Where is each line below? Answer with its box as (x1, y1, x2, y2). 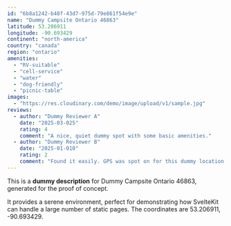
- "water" (13, 74, 41, 82)
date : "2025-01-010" (19, 145, 79, 152)
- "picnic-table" (13, 87, 64, 94)
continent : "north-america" (7, 36, 89, 43)
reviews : (7, 106, 33, 113)
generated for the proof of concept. (7, 184, 109, 192)
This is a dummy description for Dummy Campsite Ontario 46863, (7, 177, 197, 185)
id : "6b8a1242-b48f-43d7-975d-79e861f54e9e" (7, 10, 138, 17)
